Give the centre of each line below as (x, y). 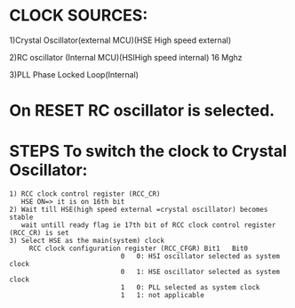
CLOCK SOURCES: (79, 16)
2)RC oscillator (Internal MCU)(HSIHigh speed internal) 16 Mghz (126, 57)
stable (21, 218)
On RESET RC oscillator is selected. (142, 111)
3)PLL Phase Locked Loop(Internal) (74, 74)
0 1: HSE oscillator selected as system (200, 272)
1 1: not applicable (162, 296)
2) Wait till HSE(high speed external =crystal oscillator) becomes (139, 210)
